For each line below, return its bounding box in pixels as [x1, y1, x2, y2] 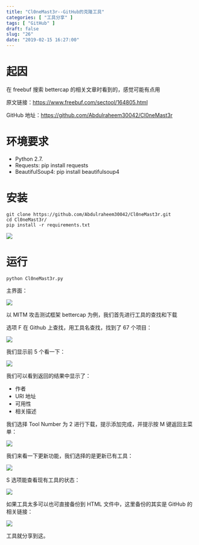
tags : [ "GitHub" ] [6, 20, 55, 26]
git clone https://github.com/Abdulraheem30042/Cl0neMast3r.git [6, 211, 171, 217]
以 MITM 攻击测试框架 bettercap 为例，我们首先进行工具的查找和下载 [6, 311, 178, 318]
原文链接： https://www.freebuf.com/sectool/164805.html [6, 98, 148, 106]
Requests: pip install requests [14, 161, 89, 169]
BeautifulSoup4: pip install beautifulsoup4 [14, 168, 119, 175]
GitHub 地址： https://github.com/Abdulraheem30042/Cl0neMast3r [6, 111, 173, 118]
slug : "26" [6, 31, 34, 37]
